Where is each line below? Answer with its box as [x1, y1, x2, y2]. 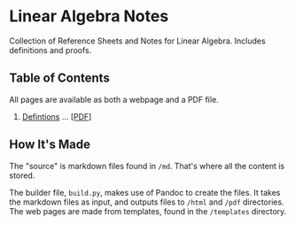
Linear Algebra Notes [9, 6, 169, 27]
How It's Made [9, 137, 91, 152]
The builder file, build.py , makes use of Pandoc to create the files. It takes [9, 187, 281, 198]
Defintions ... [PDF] [21, 111, 92, 121]
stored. [9, 170, 35, 181]
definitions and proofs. [9, 44, 92, 55]
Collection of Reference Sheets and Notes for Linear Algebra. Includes [9, 35, 266, 46]
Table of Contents [9, 71, 111, 86]
